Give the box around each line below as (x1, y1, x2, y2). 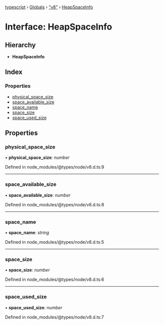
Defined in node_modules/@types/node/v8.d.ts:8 (5, 201, 104, 207)
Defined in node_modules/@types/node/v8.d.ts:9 (5, 164, 104, 170)
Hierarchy (5, 41, 36, 49)
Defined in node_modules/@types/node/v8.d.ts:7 (5, 314, 104, 320)
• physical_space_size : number (5, 154, 70, 161)
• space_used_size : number (5, 304, 62, 310)
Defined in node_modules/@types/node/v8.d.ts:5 (5, 239, 104, 245)
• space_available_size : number (5, 192, 71, 198)
